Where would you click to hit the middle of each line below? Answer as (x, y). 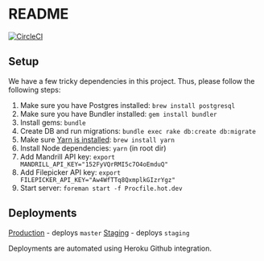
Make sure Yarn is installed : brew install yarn (97, 139)
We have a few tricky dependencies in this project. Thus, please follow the (132, 81)
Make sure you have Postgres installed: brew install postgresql (128, 105)
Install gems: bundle (53, 122)
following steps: (35, 89)
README (39, 14)
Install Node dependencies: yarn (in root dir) (93, 148)
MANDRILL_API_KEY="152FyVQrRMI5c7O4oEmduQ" (94, 164)
